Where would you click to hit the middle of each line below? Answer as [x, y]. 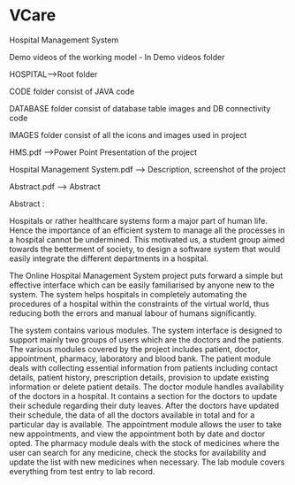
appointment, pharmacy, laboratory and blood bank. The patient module [140, 358]
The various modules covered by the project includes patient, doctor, [135, 349]
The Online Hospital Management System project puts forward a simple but [146, 275]
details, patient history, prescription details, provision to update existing [139, 377]
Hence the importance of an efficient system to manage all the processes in [147, 230]
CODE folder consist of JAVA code [72, 91]
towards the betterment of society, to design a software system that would [145, 249]
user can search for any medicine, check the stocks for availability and [138, 452]
